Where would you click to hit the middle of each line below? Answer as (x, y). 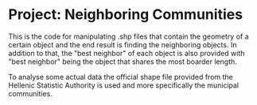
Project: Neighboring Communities (126, 15)
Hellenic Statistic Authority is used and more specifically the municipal (124, 85)
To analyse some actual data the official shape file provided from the (121, 77)
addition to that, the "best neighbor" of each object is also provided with (127, 53)
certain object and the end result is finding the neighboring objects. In (123, 44)
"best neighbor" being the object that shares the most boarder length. (123, 62)
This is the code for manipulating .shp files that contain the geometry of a (128, 36)
